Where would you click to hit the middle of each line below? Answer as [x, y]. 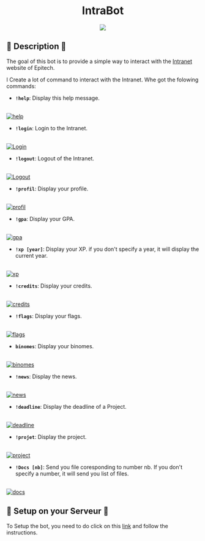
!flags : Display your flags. [48, 316]
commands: [21, 86]
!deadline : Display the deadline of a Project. [71, 406]
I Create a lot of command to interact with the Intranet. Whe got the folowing [102, 80]
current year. [31, 255]
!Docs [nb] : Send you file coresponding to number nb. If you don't [99, 467]
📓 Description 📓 [36, 47]
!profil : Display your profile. [52, 188]
